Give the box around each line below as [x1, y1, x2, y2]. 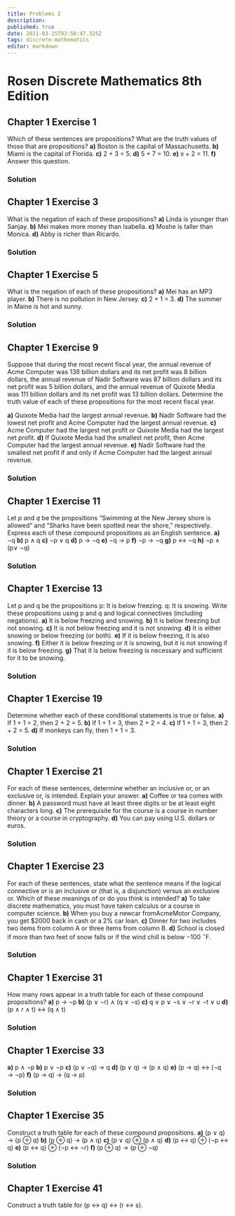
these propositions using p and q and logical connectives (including [7, 609, 203, 617]
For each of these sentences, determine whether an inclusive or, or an [7, 784, 210, 793]
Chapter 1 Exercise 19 [7, 692, 103, 704]
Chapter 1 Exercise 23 [7, 861, 105, 873]
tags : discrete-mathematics [7, 37, 90, 44]
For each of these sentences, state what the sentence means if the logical [7, 879, 221, 887]
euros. [7, 821, 26, 830]
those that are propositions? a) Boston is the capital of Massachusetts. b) [7, 142, 219, 150]
